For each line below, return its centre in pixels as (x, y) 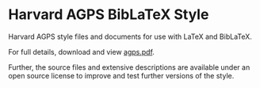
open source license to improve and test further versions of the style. (121, 75)
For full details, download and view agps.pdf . (81, 52)
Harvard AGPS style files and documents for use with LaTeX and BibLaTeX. (130, 36)
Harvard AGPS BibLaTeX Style (109, 15)
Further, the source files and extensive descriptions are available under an (129, 67)
